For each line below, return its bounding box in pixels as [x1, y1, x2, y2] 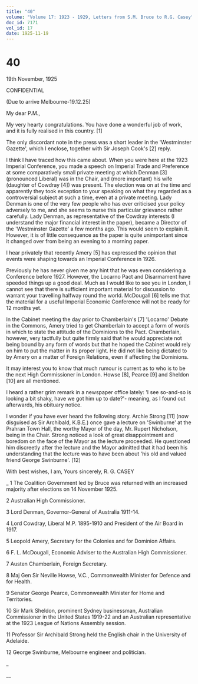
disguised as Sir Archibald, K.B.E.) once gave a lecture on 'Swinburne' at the [6, 419, 192, 426]
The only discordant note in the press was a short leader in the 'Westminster [6, 139, 192, 146]
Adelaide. [6, 637, 29, 645]
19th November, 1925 [6, 75, 58, 82]
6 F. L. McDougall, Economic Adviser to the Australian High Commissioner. [6, 549, 187, 556]
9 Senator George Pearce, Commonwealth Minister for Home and [6, 590, 165, 597]
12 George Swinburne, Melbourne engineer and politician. [6, 649, 146, 656]
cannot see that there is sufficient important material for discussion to [6, 286, 176, 293]
